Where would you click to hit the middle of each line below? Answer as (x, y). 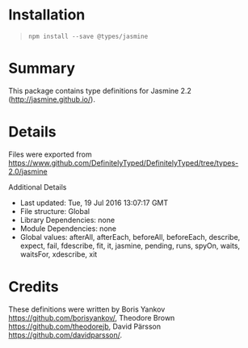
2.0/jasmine (28, 171)
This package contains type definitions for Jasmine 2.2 (100, 90)
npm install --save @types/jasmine (88, 36)
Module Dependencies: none (68, 229)
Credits (34, 287)
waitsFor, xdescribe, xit (59, 254)
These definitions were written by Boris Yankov (87, 309)
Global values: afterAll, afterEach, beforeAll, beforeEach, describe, (130, 237)
